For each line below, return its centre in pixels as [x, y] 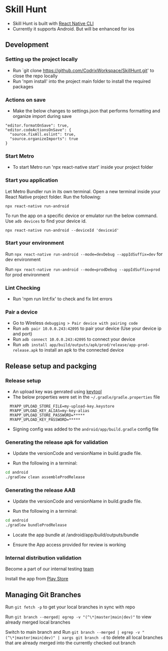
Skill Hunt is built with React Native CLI [53, 23]
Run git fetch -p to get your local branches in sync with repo [70, 607]
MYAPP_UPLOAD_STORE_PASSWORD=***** [47, 415]
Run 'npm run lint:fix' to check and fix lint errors [62, 299]
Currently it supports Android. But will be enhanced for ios [73, 28]
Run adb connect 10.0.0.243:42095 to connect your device [74, 339]
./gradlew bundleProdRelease [36, 525]
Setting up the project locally [42, 59]
